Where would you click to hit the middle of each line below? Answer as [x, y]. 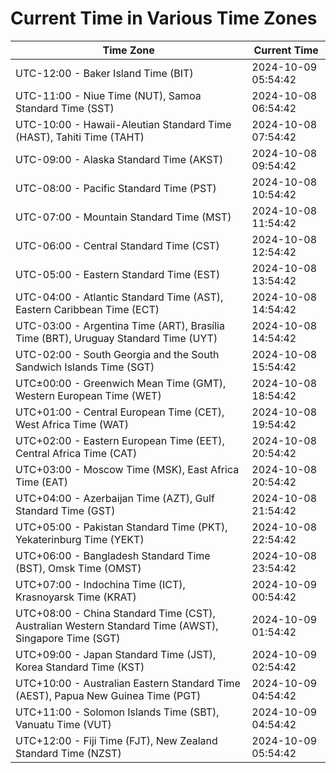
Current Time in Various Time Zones [164, 18]
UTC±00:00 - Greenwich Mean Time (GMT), [121, 383]
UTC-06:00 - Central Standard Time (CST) [117, 245]
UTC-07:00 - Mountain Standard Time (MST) [123, 217]
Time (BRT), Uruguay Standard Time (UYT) [116, 338]
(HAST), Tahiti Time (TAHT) [80, 137]
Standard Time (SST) [65, 108]
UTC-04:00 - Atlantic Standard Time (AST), [119, 297]
